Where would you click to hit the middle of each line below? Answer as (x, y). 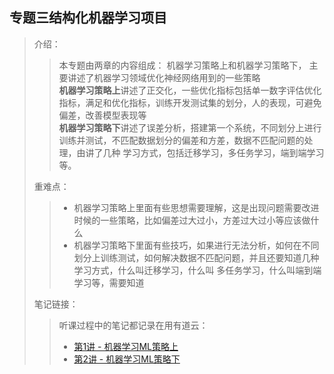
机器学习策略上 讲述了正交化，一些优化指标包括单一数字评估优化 (190, 90)
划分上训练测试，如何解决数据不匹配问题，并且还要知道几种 (196, 257)
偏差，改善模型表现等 (102, 115)
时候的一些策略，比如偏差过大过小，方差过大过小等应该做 (192, 220)
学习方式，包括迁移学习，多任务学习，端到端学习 (223, 152)
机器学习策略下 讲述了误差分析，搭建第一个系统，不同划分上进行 (190, 127)
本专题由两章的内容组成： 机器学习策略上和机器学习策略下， (182, 65)
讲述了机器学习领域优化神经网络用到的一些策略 (164, 77)
